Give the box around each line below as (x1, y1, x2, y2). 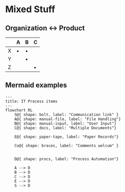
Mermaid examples (5, 81, 67, 90)
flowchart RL (5, 107, 33, 112)
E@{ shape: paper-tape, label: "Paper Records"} (14, 134, 119, 139)
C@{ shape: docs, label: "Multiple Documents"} (14, 125, 116, 130)
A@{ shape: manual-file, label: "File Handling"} (14, 117, 121, 122)
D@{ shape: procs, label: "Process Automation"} (14, 156, 119, 162)
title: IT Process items (5, 99, 58, 104)
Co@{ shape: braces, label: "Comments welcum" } (14, 143, 119, 148)
